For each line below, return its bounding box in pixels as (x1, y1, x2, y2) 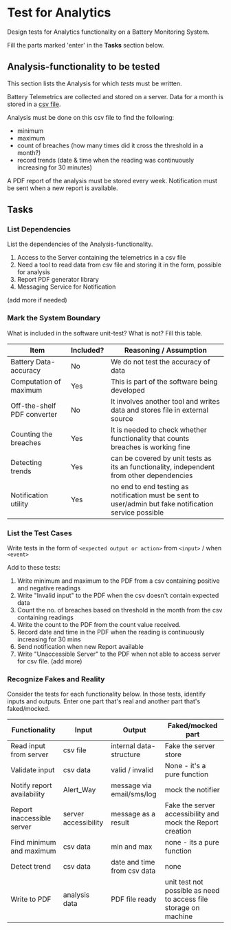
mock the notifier (164, 785, 220, 795)
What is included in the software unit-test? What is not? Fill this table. (7, 329, 203, 337)
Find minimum (10, 838, 56, 847)
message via (111, 781, 152, 790)
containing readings (16, 613, 74, 621)
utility (10, 499, 29, 508)
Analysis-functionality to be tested (7, 61, 160, 73)
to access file (164, 894, 208, 904)
